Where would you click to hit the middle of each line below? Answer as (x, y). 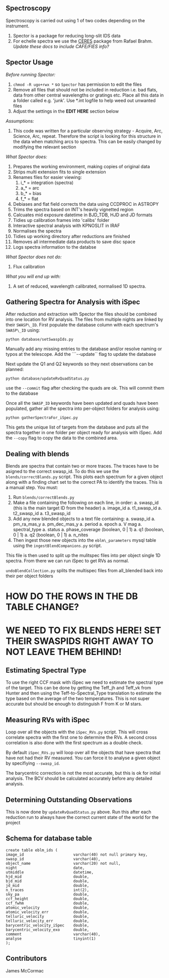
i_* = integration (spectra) (47, 182)
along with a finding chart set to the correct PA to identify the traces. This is (84, 482)
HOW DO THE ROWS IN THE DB (72, 596)
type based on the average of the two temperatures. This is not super (78, 698)
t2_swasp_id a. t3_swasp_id (42, 514)
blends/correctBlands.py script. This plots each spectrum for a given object (84, 477)
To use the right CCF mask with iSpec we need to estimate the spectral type (84, 682)
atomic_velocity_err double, (48, 912)
